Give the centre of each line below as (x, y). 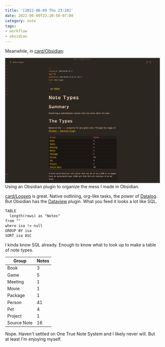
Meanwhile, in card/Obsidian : (35, 51)
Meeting (15, 281)
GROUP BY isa (18, 231)
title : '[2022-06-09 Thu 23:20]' (39, 10)
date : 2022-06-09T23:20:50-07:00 (39, 16)
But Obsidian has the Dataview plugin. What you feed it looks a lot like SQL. (81, 201)
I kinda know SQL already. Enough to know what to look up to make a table (81, 244)
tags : (11, 26)
